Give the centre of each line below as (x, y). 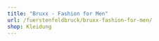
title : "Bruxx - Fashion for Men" (58, 14)
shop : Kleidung (30, 26)
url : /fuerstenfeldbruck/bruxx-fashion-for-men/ (80, 20)
